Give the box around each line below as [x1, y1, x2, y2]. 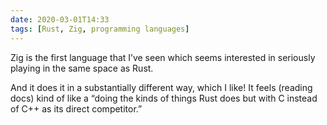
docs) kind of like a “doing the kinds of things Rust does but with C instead [10, 92, 318, 104]
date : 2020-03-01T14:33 [10, 14, 110, 25]
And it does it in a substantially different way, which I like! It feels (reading [10, 81, 313, 93]
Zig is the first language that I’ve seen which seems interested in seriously [10, 51, 316, 63]
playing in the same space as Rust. [10, 62, 154, 74]
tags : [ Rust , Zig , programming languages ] [10, 24, 190, 34]
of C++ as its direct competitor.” [10, 102, 143, 115]
